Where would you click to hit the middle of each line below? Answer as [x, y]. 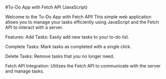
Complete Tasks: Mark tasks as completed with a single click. [68, 46]
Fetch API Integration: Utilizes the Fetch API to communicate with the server [83, 66]
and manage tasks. [25, 71]
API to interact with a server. [34, 27]
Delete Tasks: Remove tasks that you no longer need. [60, 56]
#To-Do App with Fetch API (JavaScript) [46, 7]
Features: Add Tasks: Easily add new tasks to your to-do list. [67, 37]
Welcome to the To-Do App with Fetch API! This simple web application [79, 17]
